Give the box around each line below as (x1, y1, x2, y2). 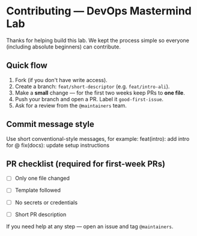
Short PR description (14, 211, 67, 218)
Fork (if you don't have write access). (14, 76, 108, 83)
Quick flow (6, 60, 48, 71)
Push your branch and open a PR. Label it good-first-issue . (14, 95, 164, 102)
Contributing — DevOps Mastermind (6, 4, 192, 18)
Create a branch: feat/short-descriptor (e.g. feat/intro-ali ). (14, 83, 170, 90)
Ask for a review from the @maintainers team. (14, 102, 127, 109)
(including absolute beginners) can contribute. (6, 43, 121, 50)
